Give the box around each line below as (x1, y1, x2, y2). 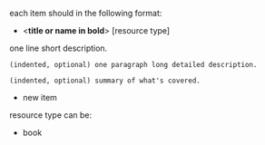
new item (22, 92, 57, 102)
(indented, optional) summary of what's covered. (9, 76, 201, 85)
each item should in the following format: (9, 8, 162, 18)
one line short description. (9, 43, 108, 53)
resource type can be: (9, 110, 93, 121)
